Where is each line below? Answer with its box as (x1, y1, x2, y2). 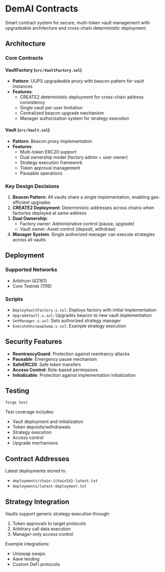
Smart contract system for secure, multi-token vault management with (5, 20, 150, 26)
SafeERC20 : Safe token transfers (12, 361, 81, 367)
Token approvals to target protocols (12, 520, 86, 527)
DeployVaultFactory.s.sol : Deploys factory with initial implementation (12, 307, 156, 313)
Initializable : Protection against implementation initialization (12, 372, 136, 378)
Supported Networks (5, 266, 57, 273)
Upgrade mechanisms (12, 440, 58, 446)
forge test (5, 400, 28, 405)
